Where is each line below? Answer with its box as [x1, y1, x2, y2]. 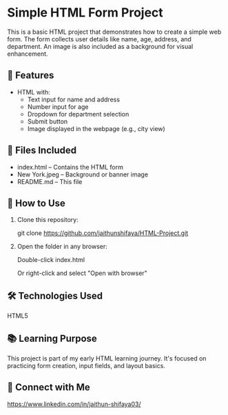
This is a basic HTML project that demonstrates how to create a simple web [7, 28, 222, 36]
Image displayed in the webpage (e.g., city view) [27, 124, 165, 132]
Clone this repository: [17, 216, 79, 224]
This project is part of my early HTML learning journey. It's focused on [7, 354, 207, 363]
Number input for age [27, 102, 89, 111]
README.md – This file [17, 177, 83, 185]
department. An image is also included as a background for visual [7, 42, 194, 50]
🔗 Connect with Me [7, 381, 91, 394]
